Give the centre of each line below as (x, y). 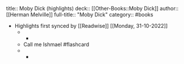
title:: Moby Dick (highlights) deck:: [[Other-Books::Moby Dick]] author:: (92, 8)
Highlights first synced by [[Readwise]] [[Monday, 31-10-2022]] (91, 26)
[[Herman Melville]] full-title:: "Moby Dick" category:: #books (80, 15)
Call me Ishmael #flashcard (56, 44)
